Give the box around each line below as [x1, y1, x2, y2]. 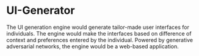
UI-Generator [6, 4, 75, 17]
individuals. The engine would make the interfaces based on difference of [6, 30, 192, 37]
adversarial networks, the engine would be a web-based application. [6, 43, 179, 50]
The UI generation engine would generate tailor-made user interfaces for [6, 23, 190, 31]
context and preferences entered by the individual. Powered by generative [6, 36, 194, 43]
